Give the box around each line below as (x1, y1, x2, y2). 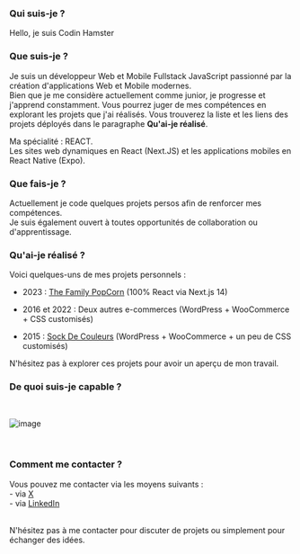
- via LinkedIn (9, 497, 60, 508)
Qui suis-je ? (9, 7, 66, 20)
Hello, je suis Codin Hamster (9, 28, 115, 39)
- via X (9, 488, 34, 499)
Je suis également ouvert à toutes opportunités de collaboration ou (9, 217, 259, 228)
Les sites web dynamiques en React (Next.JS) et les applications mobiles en (9, 145, 292, 156)
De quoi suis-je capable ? (9, 380, 122, 393)
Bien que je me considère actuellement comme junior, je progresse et (9, 89, 267, 101)
